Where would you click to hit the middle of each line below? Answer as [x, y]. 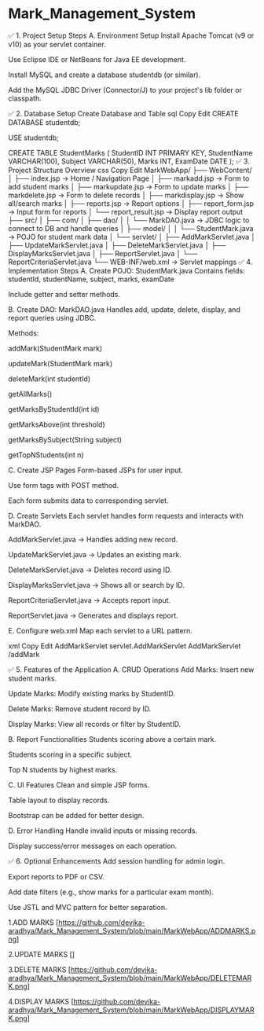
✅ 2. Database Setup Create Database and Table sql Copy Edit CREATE [123, 113]
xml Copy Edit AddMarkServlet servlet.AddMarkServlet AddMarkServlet [125, 646]
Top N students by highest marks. [63, 769]
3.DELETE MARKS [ [40, 969]
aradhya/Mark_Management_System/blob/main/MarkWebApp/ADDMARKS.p [132, 930]
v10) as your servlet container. [57, 44]
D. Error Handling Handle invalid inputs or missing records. [103, 831]
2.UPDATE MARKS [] [42, 954]
